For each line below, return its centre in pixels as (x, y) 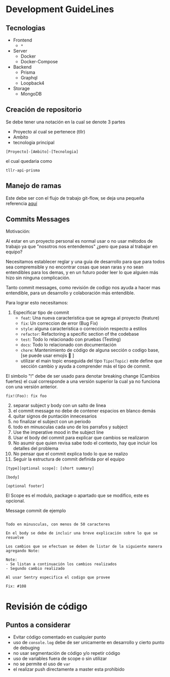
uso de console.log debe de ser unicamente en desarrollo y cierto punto (89, 643)
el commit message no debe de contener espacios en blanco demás (84, 411)
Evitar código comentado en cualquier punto (59, 637)
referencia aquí (22, 203)
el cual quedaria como (29, 161)
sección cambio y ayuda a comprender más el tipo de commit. (86, 366)
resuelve (15, 538)
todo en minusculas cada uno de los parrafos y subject (70, 427)
